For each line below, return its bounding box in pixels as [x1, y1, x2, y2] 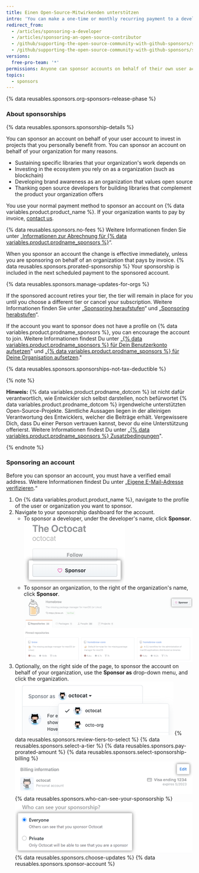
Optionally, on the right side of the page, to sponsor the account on [14, 662, 179, 669]
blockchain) [14, 172, 44, 179]
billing [14, 755, 30, 762]
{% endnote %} [6, 444, 44, 451]
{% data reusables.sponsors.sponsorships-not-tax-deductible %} [6, 365, 167, 373]
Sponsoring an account [6, 458, 75, 467]
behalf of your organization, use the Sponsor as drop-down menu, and [14, 669, 188, 676]
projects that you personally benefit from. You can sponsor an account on [6, 141, 187, 148]
